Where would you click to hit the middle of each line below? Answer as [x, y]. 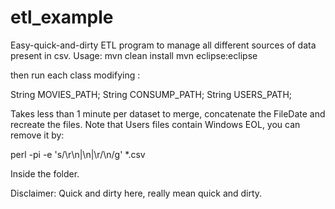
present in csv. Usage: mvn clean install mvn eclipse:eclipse [134, 55]
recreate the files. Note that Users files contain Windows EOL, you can [155, 124]
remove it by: [37, 135]
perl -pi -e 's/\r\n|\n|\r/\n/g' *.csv [78, 154]
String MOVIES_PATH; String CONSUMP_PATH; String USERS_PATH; [151, 94]
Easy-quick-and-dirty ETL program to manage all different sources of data [163, 45]
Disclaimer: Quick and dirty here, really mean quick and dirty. [136, 193]
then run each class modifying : [75, 75]
